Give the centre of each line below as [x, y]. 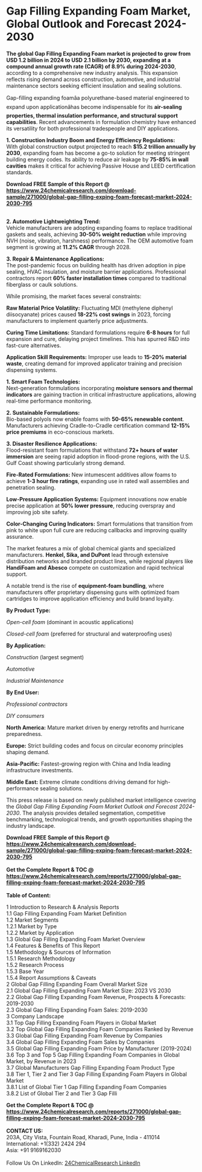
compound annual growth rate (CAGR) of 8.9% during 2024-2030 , [91, 66]
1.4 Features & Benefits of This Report [53, 945]
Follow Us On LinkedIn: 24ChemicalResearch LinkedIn [73, 1163]
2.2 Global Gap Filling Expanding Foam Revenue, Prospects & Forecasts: [96, 997]
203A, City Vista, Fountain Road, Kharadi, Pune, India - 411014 [83, 1137]
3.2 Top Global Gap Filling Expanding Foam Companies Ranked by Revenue [100, 1029]
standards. [20, 172]
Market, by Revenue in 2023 [41, 1061]
